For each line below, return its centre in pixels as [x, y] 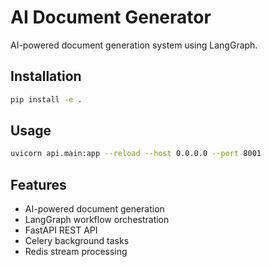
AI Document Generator [111, 17]
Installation [46, 76]
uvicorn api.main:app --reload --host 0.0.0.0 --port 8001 [136, 154]
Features [38, 184]
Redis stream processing [76, 252]
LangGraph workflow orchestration [97, 220]
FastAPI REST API [61, 230]
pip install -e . [46, 99]
